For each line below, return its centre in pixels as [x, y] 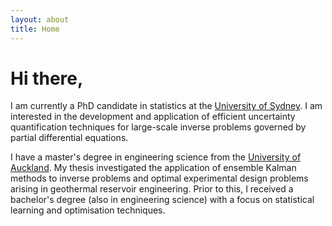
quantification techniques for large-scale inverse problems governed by [158, 127]
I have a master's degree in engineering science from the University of [156, 157]
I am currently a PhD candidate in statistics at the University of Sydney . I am [166, 106]
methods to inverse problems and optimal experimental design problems [159, 178]
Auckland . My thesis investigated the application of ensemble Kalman [153, 168]
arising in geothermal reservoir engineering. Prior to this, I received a [152, 189]
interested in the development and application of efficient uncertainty [153, 117]
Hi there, [47, 78]
